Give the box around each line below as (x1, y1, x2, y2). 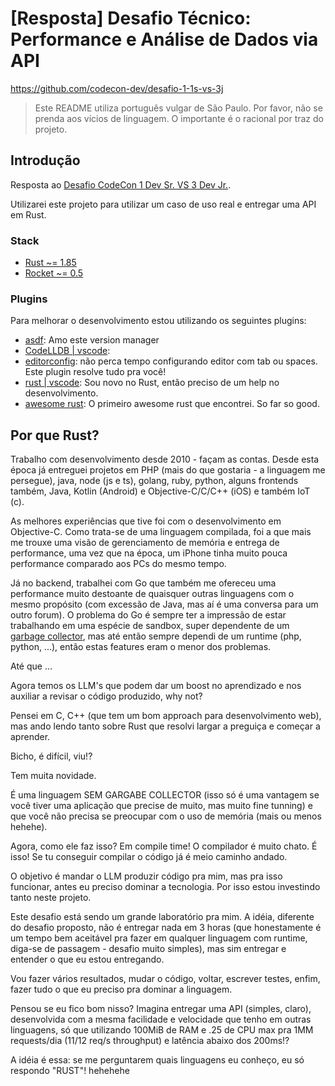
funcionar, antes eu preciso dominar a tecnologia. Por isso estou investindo (10, 881, 321, 893)
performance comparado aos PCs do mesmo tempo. (10, 558, 227, 570)
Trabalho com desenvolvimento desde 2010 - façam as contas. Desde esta (10, 453, 320, 466)
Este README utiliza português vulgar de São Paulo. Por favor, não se (34, 102, 323, 114)
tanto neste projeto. (10, 892, 92, 904)
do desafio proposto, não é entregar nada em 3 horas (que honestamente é (10, 922, 322, 934)
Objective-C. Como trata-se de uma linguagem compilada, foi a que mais (10, 526, 312, 538)
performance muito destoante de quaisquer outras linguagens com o (10, 588, 295, 600)
